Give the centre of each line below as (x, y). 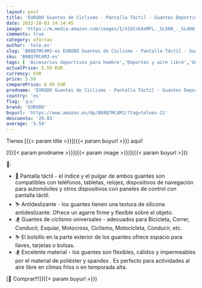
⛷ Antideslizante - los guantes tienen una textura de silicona (90, 204)
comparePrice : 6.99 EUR (36, 85)
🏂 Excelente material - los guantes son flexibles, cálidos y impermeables (105, 252)
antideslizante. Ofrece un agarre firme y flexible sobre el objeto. (94, 213)
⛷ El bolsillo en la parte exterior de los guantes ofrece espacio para (99, 237)
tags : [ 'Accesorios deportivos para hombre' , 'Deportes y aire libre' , (98, 62)
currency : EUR (24, 74)
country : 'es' (24, 96)
